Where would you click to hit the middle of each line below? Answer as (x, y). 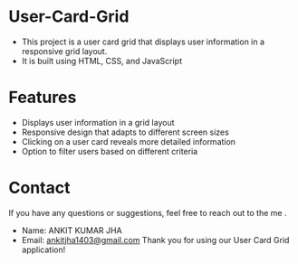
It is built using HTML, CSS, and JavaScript (102, 61)
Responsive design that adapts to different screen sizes (125, 132)
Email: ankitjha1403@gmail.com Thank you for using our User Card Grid (155, 240)
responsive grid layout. (64, 51)
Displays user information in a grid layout (98, 122)
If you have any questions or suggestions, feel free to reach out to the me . (148, 212)
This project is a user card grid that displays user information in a (143, 42)
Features (43, 98)
